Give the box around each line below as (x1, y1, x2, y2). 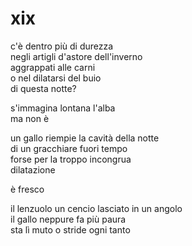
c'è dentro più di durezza (10, 40, 114, 52)
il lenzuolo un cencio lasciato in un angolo (10, 202, 183, 214)
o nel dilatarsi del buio (10, 72, 102, 84)
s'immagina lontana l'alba (10, 102, 116, 114)
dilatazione (10, 163, 56, 176)
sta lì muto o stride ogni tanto (10, 223, 131, 236)
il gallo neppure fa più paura (10, 213, 127, 225)
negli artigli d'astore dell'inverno (10, 50, 143, 62)
